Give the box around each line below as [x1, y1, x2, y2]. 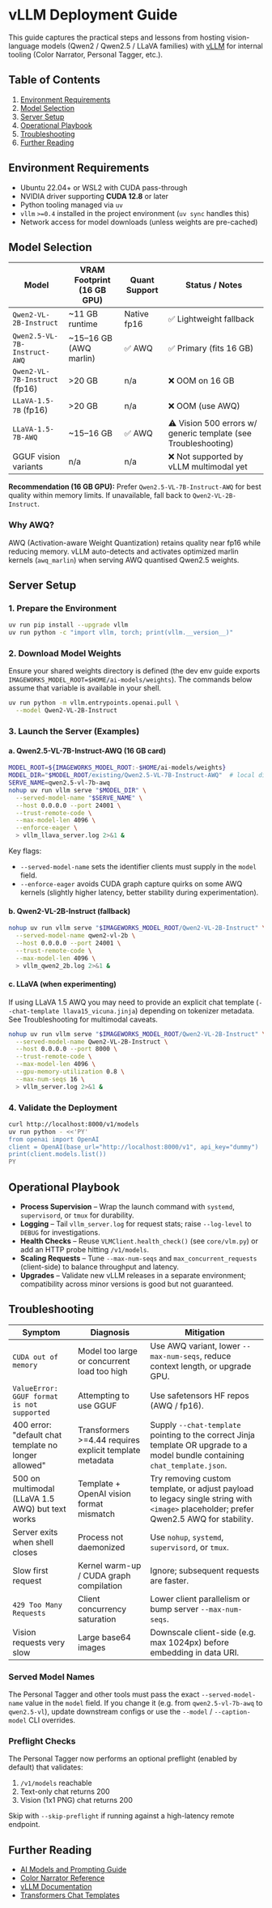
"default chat [12, 1429, 62, 1440]
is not [12, 1400, 38, 1409]
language [8, 40, 40, 50]
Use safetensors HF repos [149, 1390, 249, 1401]
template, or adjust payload [149, 1483, 254, 1494]
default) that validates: [8, 1762, 83, 1772]
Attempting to [78, 1390, 130, 1401]
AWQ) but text [12, 1503, 66, 1515]
